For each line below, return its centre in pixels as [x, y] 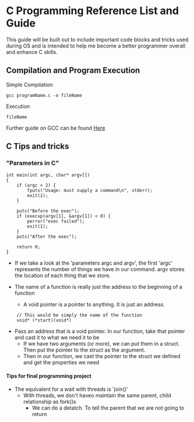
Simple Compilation [30, 85]
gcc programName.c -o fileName [44, 95]
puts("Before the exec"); [48, 211]
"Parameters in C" [33, 163]
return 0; [29, 247]
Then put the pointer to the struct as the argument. [84, 350]
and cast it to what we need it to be [57, 337]
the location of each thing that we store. [63, 276]
